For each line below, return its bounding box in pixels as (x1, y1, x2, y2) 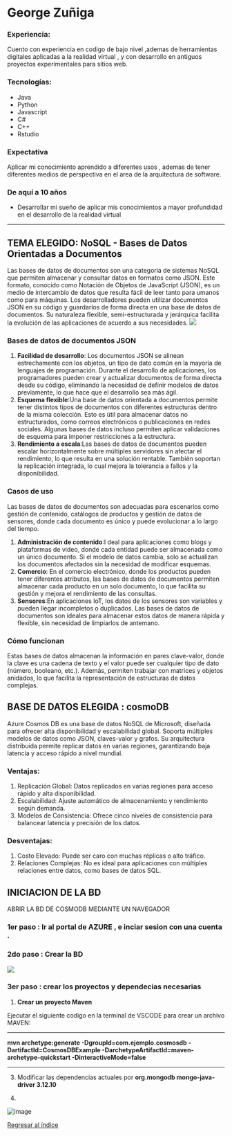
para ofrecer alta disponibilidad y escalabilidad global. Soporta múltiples (7, 727, 213, 735)
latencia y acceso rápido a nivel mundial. (7, 749, 123, 757)
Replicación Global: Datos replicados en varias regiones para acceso (17, 782, 213, 791)
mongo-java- (176, 1073, 215, 1081)
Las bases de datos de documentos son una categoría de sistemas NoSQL (7, 267, 220, 275)
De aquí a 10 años (7, 188, 67, 197)
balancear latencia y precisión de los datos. (17, 819, 142, 827)
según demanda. (17, 804, 66, 813)
